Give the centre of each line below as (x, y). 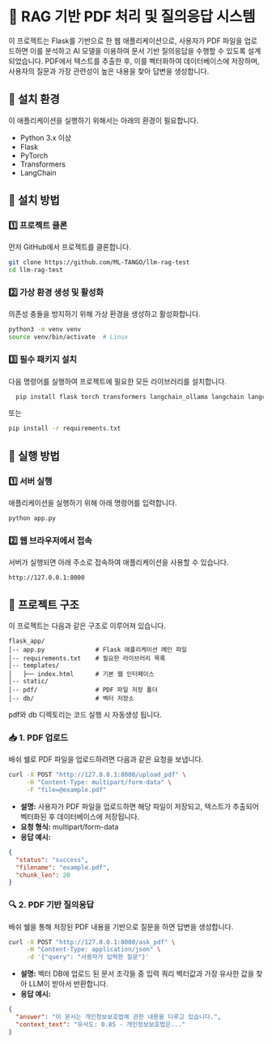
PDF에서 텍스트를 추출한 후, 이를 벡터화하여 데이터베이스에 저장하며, (152, 61)
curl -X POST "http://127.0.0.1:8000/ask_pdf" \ (92, 942)
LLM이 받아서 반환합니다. (68, 984)
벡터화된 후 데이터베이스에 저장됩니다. (80, 817)
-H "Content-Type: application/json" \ (93, 950)
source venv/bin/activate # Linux (68, 337)
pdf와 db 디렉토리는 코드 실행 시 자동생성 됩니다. (85, 714)
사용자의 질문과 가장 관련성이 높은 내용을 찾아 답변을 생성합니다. (109, 71)
